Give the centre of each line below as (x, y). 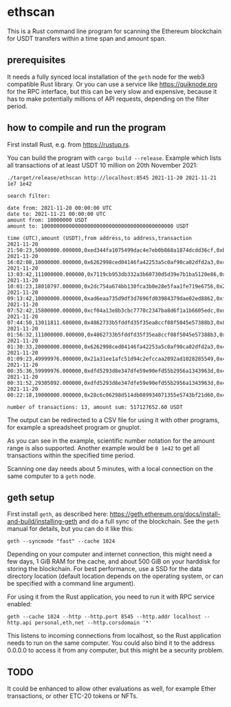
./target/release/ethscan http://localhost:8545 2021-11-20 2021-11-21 (112, 178)
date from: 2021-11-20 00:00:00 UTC (59, 208)
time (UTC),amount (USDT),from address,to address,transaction (100, 238)
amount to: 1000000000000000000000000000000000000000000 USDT (98, 226)
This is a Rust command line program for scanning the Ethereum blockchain (114, 31)
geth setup (31, 497)
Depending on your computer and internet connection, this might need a (110, 554)
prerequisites (36, 60)
